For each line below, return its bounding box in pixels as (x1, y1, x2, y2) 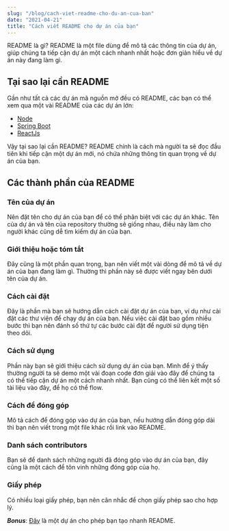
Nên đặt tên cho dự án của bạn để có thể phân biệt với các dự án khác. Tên (7, 213, 219, 221)
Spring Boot (16, 122, 51, 130)
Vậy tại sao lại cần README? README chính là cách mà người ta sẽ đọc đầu (7, 142, 221, 151)
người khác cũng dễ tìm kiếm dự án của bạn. (7, 227, 133, 235)
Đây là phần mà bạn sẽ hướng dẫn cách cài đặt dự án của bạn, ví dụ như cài (7, 307, 221, 315)
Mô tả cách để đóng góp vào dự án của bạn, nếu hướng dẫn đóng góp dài (7, 416, 215, 424)
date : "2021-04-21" (7, 16, 63, 23)
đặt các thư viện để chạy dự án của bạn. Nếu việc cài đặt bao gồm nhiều (7, 314, 212, 322)
